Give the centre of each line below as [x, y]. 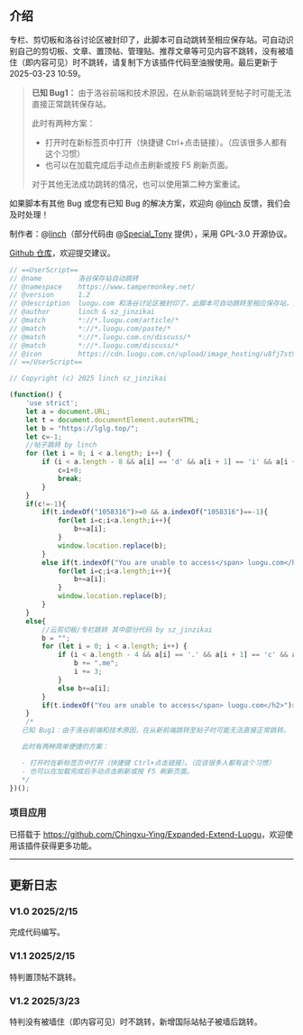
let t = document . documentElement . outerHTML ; [113, 420]
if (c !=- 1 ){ [46, 504]
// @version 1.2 [50, 295]
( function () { [36, 395]
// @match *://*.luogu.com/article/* [94, 320]
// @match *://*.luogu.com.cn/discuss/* [101, 337]
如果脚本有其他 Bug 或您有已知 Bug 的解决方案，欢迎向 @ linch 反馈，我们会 [150, 203]
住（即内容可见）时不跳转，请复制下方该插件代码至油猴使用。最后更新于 [143, 62]
